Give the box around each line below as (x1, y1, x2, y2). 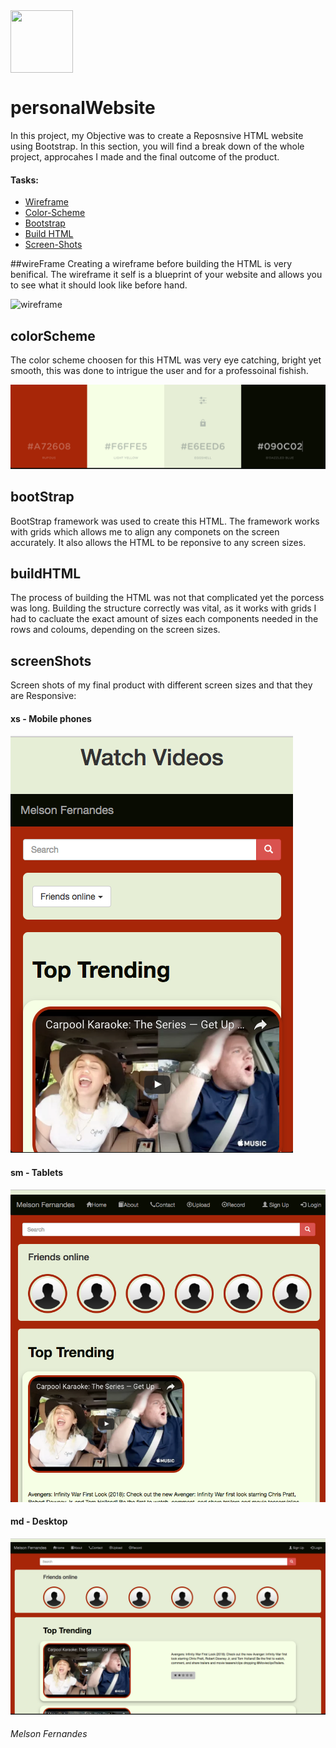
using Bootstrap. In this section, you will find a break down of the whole (10, 140, 305, 152)
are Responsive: (10, 690, 77, 702)
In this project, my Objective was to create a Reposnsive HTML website (10, 129, 304, 141)
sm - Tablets (10, 1167, 64, 1179)
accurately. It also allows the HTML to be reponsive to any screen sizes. (10, 536, 307, 548)
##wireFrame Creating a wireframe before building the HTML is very (10, 258, 293, 270)
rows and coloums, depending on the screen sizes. (10, 624, 221, 636)
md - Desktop (10, 1515, 68, 1528)
